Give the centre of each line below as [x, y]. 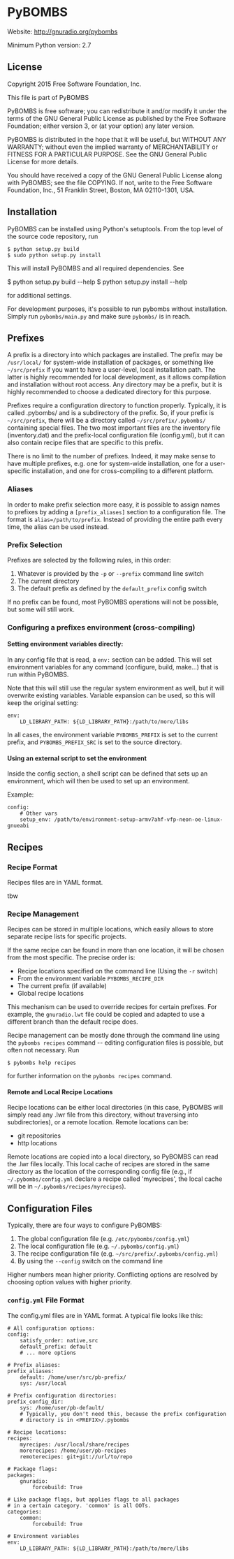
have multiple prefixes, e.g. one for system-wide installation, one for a [108, 464]
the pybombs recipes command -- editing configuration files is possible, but [115, 1043]
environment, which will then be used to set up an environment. [98, 781]
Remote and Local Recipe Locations [60, 1092]
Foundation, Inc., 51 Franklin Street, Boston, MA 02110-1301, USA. [101, 190]
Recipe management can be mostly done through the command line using [114, 1036]
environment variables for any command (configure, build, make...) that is [113, 667]
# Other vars [39, 814]
